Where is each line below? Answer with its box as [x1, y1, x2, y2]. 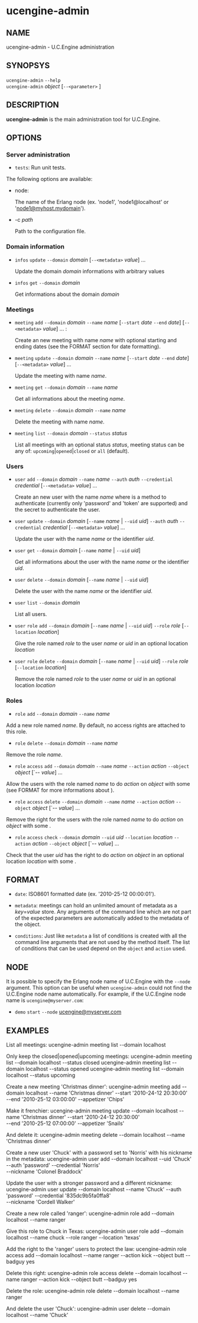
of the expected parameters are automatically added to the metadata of [14, 914, 189, 922]
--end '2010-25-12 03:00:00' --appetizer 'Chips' [6, 1095, 125, 1102]
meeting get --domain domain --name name [14, 384, 118, 391]
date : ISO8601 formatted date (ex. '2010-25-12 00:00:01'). [14, 891, 156, 898]
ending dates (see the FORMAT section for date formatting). [14, 343, 161, 350]
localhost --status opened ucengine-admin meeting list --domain [25, 1065, 184, 1072]
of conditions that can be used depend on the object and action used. [14, 945, 187, 952]
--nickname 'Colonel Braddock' [6, 1168, 83, 1175]
